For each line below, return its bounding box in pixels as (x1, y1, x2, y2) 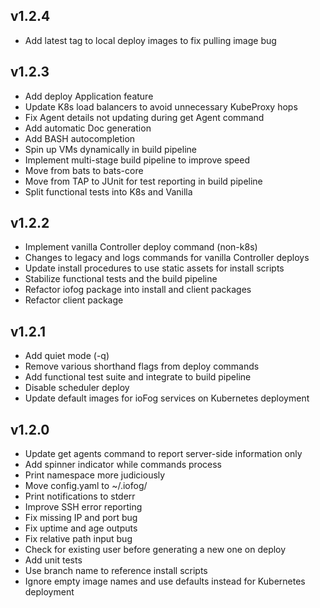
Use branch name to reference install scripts (24, 565, 208, 577)
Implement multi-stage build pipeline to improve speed (24, 154, 250, 166)
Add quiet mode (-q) (24, 350, 110, 362)
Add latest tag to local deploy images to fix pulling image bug (24, 34, 277, 46)
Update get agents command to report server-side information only (24, 448, 303, 460)
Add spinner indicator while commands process (24, 459, 222, 471)
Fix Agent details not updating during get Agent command (24, 111, 265, 123)
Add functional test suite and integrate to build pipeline (24, 371, 252, 383)
